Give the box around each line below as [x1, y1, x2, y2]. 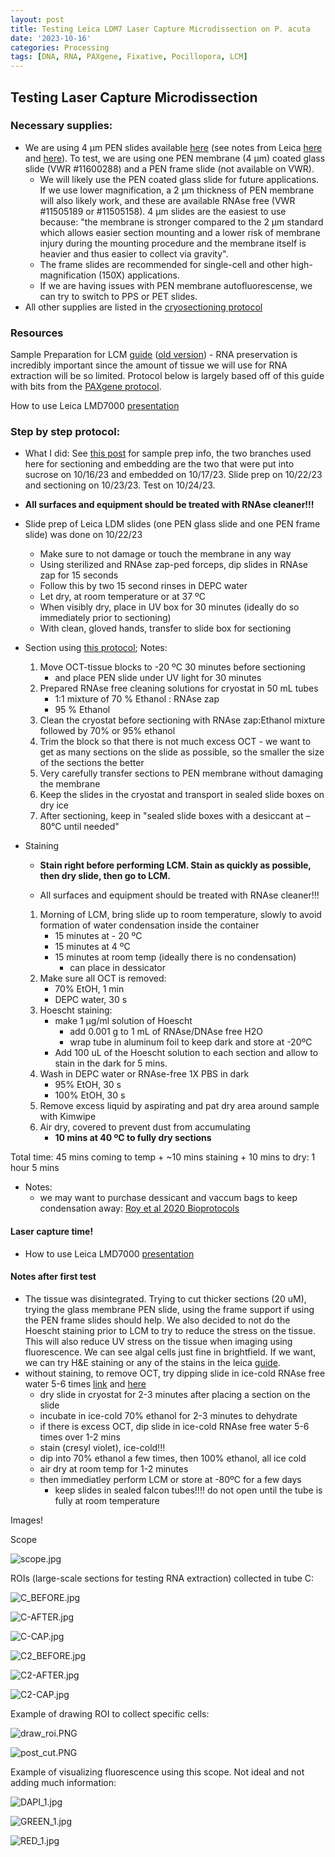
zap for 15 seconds [39, 569, 119, 581]
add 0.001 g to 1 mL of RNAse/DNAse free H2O [69, 1026, 263, 1038]
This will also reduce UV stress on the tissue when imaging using [24, 1335, 293, 1347]
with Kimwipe [39, 1111, 97, 1123]
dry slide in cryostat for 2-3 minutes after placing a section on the [39, 1388, 311, 1400]
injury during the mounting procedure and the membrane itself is [39, 237, 307, 249]
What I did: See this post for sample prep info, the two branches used [24, 447, 312, 460]
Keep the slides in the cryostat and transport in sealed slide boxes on [39, 789, 325, 801]
